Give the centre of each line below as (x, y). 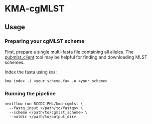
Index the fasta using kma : (31, 72)
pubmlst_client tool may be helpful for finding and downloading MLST (76, 57)
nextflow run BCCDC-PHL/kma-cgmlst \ (44, 104)
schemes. (15, 62)
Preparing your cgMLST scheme (45, 41)
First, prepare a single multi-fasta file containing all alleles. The (69, 52)
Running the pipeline (30, 93)
